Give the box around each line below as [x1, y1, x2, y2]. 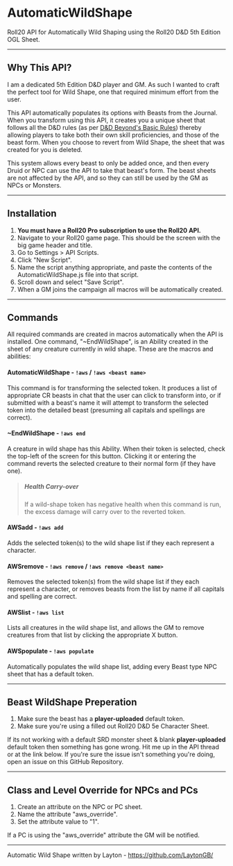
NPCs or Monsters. [7, 181, 62, 189]
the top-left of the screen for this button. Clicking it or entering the [7, 451, 196, 460]
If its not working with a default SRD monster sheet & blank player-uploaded [7, 735, 226, 744]
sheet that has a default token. [7, 669, 94, 678]
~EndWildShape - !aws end [7, 429, 86, 438]
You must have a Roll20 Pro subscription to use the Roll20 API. [17, 226, 201, 234]
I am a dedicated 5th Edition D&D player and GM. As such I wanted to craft [7, 80, 220, 88]
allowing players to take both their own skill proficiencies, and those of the [7, 131, 220, 139]
